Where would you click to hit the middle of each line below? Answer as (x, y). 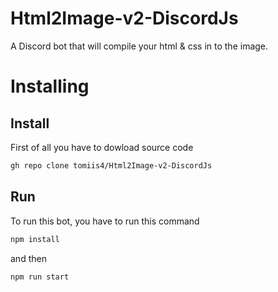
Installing (50, 86)
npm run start (40, 277)
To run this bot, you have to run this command (105, 221)
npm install (35, 239)
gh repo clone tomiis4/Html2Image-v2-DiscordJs (111, 165)
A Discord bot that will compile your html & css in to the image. (139, 46)
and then (28, 258)
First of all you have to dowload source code (102, 147)
